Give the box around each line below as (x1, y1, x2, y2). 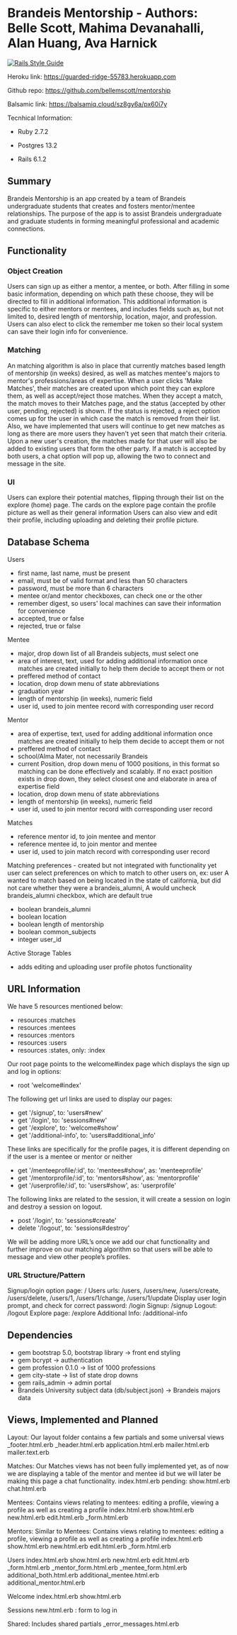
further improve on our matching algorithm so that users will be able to (7, 1245, 214, 1253)
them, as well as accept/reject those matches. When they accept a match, (7, 392, 224, 400)
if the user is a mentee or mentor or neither (7, 1152, 133, 1160)
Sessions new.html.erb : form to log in (7, 1605, 118, 1614)
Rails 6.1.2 (17, 155, 47, 163)
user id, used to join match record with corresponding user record (17, 847, 210, 855)
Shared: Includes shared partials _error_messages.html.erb (7, 1619, 180, 1628)
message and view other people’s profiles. (7, 1252, 131, 1260)
